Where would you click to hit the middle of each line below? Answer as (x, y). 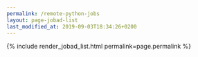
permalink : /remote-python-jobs (53, 14)
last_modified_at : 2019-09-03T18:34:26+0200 (72, 26)
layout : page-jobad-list (42, 20)
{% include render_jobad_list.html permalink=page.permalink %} (99, 47)
